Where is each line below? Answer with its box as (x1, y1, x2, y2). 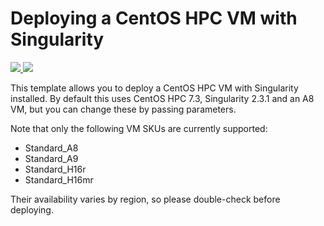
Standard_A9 (24, 152, 79, 164)
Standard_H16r (24, 163, 87, 175)
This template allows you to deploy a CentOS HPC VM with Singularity (10, 82, 299, 94)
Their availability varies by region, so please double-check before (10, 193, 281, 205)
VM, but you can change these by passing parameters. (10, 103, 237, 115)
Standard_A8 (24, 142, 79, 154)
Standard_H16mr (24, 173, 94, 186)
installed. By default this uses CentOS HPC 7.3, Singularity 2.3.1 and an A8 (10, 92, 315, 104)
